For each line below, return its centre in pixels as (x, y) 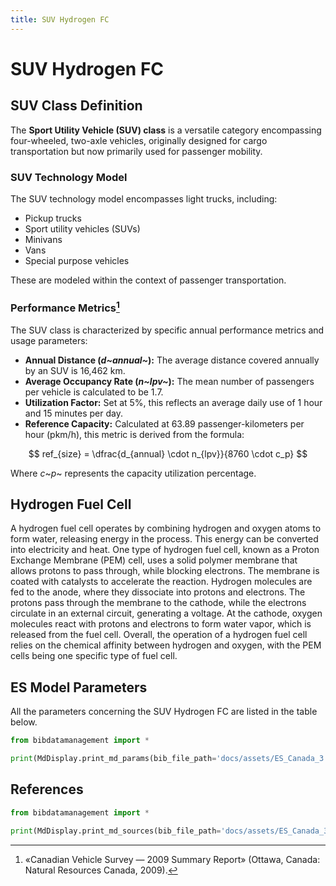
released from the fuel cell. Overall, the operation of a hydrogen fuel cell (159, 635)
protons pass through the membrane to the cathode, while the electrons (158, 603)
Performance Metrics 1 (65, 307)
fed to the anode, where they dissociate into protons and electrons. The (158, 592)
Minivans (43, 239)
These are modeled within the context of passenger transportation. (148, 280)
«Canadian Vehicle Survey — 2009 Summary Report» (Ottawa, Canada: (172, 859)
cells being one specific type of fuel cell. (94, 656)
